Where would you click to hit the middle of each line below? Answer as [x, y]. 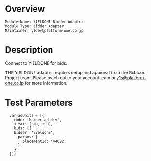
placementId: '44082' [44, 141]
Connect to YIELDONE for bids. [36, 63]
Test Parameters [39, 103]
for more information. [46, 83]
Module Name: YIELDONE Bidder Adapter [44, 22]
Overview [25, 9]
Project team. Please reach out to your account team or [60, 78]
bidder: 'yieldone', [34, 132]
